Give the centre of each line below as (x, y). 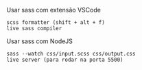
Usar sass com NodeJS (40, 41)
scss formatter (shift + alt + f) (56, 23)
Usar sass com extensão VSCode (54, 10)
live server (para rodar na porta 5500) (65, 60)
